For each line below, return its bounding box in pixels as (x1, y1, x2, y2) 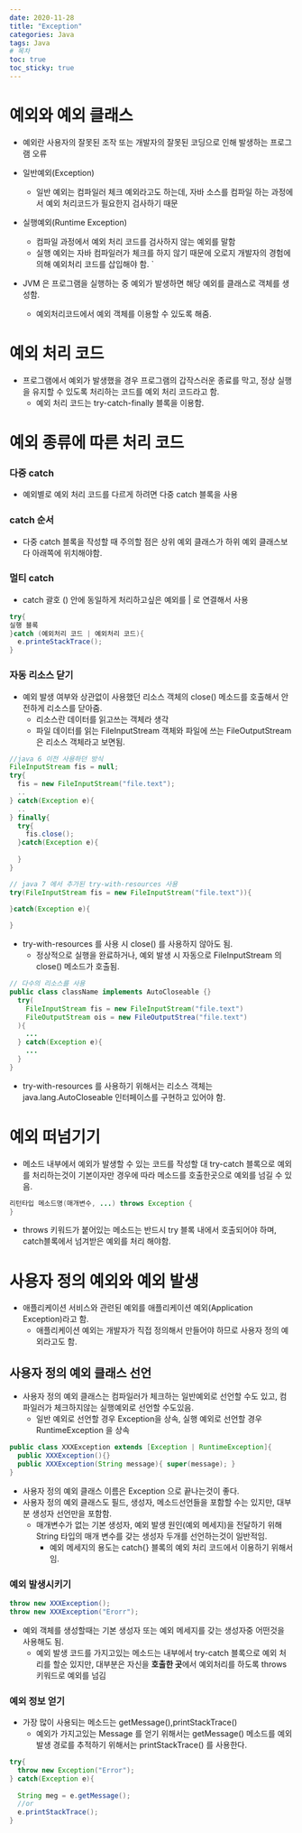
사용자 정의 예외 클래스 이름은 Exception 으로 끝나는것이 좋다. (22, 1486, 240, 1496)
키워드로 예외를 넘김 (35, 1670, 106, 1680)
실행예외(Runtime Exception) (22, 217, 128, 227)
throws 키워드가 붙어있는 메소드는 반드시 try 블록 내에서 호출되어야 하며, (22, 1225, 277, 1236)
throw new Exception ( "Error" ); (17, 1765, 135, 1774)
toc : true (9, 55, 47, 64)
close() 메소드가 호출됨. (35, 961, 120, 972)
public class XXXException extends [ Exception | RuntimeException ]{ (9, 1443, 272, 1452)
